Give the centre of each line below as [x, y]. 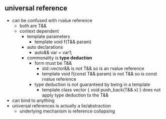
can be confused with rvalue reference [52, 20]
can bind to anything [33, 100]
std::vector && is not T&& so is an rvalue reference [93, 68]
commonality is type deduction [59, 58]
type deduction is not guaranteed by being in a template [92, 84]
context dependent [39, 31]
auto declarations [45, 47]
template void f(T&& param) [63, 42]
